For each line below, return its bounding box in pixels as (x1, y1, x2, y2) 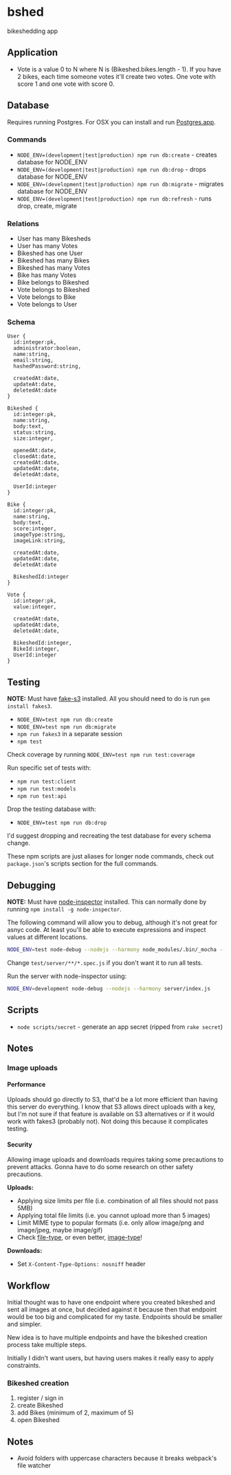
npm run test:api (16, 793, 67, 800)
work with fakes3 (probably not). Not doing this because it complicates (7, 1118, 208, 1126)
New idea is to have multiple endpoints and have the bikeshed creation (7, 1333, 208, 1342)
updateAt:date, (13, 381, 57, 388)
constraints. (7, 1362, 41, 1370)
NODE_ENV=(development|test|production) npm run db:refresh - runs (16, 194, 212, 203)
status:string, (13, 429, 57, 436)
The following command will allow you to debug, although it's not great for (7, 918, 218, 927)
